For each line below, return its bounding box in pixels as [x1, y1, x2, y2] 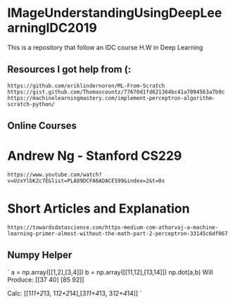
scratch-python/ [7, 101, 55, 108]
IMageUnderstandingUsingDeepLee [7, 5, 222, 21]
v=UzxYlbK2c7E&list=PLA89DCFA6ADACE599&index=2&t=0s [7, 177, 165, 184]
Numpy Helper [7, 249, 72, 261]
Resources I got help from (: [7, 63, 132, 75]
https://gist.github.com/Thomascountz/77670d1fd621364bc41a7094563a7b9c [7, 88, 225, 96]
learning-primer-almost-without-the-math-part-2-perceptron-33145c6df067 [7, 230, 229, 237]
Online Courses [7, 120, 77, 132]
